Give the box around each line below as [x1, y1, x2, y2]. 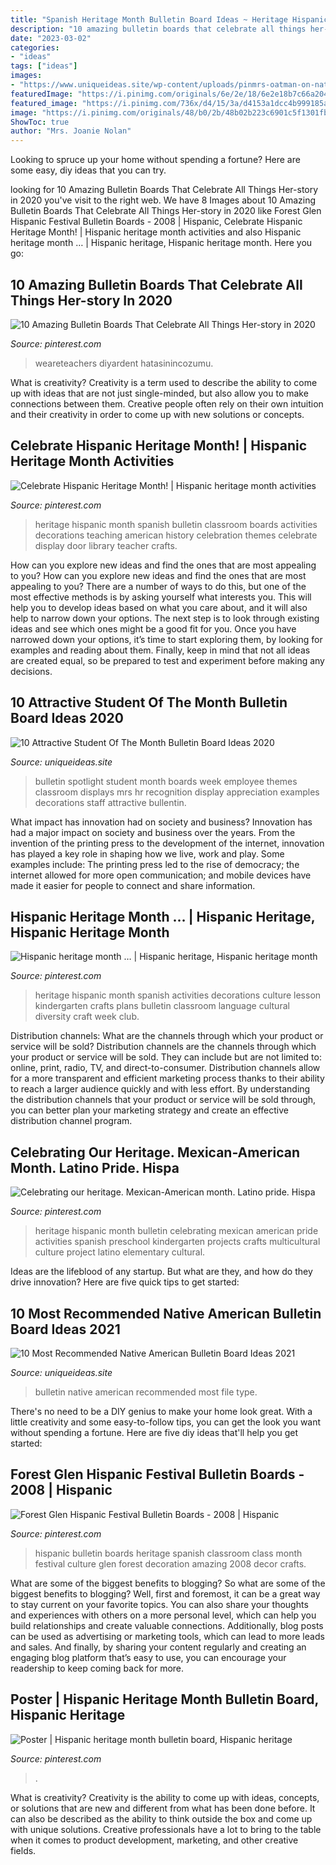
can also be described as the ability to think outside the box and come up [10, 1812, 313, 1825]
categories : [10, 42, 60, 53]
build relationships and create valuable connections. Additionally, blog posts [10, 1619, 324, 1631]
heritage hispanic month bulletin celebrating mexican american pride [34, 1225, 319, 1237]
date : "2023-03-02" [10, 33, 92, 43]
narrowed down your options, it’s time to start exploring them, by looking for [10, 633, 323, 645]
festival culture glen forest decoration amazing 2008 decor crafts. [34, 1557, 307, 1570]
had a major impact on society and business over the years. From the [10, 826, 296, 838]
